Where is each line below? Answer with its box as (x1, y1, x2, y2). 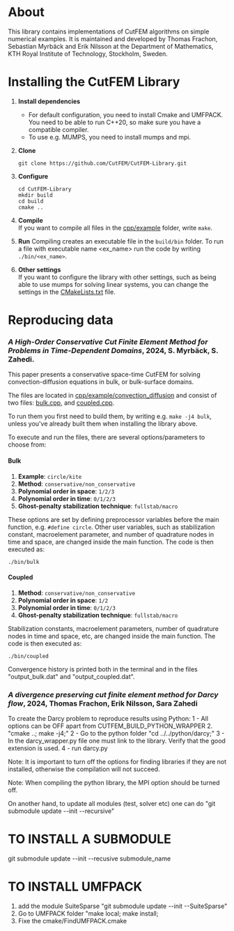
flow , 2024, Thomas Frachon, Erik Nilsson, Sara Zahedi (8, 699, 198, 708)
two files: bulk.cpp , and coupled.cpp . (8, 399, 115, 407)
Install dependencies (17, 97, 81, 105)
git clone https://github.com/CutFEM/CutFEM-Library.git (17, 160, 187, 167)
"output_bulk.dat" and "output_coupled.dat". (8, 672, 135, 680)
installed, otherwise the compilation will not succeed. (8, 765, 160, 773)
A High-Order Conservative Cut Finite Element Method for (8, 336, 208, 346)
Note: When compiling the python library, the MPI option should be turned (8, 779, 220, 787)
